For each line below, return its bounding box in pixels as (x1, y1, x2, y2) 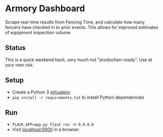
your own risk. (5, 62, 34, 68)
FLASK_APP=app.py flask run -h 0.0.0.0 (12, 122, 94, 127)
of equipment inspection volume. (5, 29, 72, 35)
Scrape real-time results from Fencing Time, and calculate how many (5, 19, 145, 25)
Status (5, 44, 26, 52)
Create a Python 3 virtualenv (12, 89, 70, 95)
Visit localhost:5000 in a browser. (12, 127, 80, 133)
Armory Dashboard (5, 3, 85, 14)
